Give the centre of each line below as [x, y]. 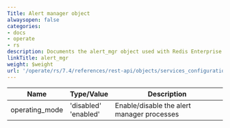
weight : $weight [30, 64]
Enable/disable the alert [153, 105]
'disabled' [85, 105]
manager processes [147, 114]
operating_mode [37, 110]
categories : [24, 26]
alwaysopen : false [33, 20]
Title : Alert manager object [49, 13]
